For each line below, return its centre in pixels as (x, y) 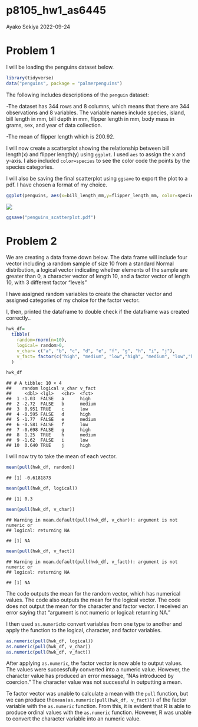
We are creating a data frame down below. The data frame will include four (97, 258)
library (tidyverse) (30, 78)
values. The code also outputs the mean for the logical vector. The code (93, 600)
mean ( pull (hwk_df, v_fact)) (41, 551)
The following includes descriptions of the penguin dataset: (77, 95)
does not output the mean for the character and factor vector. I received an (97, 606)
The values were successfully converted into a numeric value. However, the (98, 670)
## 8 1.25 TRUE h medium (51, 435)
